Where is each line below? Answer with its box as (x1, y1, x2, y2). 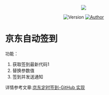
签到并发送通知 (12, 73, 43, 79)
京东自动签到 (5, 33, 58, 44)
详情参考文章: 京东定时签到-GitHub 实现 (5, 84, 86, 90)
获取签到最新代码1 (12, 61, 50, 67)
